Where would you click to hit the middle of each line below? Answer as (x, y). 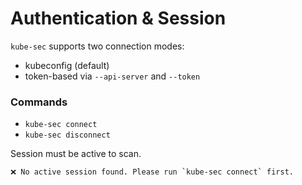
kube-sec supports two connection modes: (97, 46)
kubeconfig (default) (67, 65)
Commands (39, 102)
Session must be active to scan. (76, 154)
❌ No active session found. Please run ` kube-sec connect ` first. (152, 172)
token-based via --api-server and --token (112, 76)
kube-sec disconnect (67, 135)
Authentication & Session (118, 18)
